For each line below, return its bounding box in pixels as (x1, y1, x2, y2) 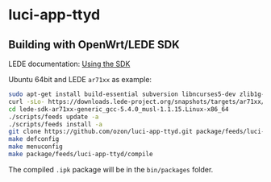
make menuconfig (8, 143, 63, 151)
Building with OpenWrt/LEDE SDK (8, 38, 180, 52)
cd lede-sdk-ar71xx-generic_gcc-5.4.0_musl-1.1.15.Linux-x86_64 (8, 105, 229, 114)
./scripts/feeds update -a (8, 113, 99, 121)
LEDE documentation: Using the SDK (8, 59, 131, 68)
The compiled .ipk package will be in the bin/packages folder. (8, 164, 214, 174)
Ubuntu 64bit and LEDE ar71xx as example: (8, 75, 152, 84)
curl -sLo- (8, 97, 45, 105)
